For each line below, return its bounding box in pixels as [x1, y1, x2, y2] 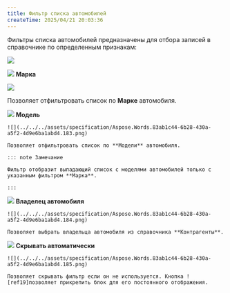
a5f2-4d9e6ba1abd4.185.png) [7, 261, 88, 267]
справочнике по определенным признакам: [7, 43, 137, 51]
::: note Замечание [7, 154, 64, 161]
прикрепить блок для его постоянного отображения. [59, 279, 209, 286]
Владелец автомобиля [15, 197, 84, 205]
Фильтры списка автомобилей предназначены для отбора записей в [7, 35, 211, 43]
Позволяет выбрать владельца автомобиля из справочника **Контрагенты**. [7, 228, 224, 235]
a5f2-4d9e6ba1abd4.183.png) [7, 130, 88, 137]
